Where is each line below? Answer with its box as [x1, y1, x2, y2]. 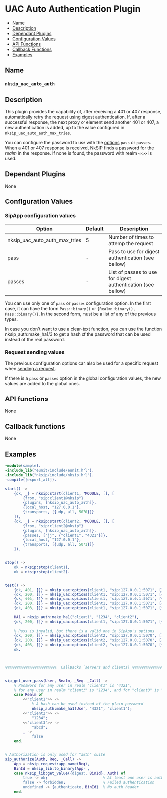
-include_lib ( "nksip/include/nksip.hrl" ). [5, 473, 94, 478]
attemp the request [108, 240, 153, 247]
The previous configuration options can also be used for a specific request [5, 360, 158, 366]
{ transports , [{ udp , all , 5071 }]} [23, 542, 94, 547]
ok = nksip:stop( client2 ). [14, 569, 70, 574]
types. [5, 316, 18, 322]
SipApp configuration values [5, 212, 76, 219]
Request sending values [5, 349, 65, 356]
